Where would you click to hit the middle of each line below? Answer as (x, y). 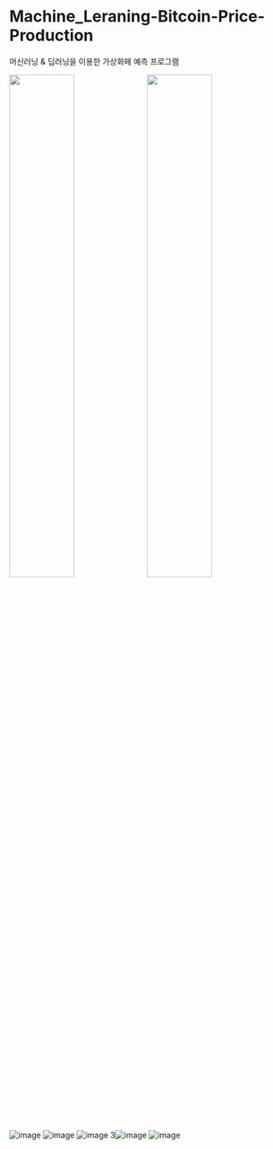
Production (51, 35)
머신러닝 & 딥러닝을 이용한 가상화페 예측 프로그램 (94, 61)
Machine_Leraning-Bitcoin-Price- (137, 17)
